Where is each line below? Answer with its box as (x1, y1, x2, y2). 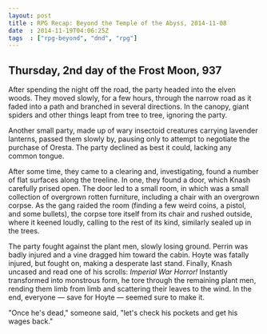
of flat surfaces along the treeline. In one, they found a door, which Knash (8, 175, 251, 185)
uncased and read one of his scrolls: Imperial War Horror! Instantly (8, 267, 228, 276)
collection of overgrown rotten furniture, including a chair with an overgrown (8, 193, 260, 202)
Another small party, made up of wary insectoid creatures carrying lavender (8, 125, 258, 136)
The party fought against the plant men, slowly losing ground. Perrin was (8, 241, 249, 252)
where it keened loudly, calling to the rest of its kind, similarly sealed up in (8, 217, 252, 228)
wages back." (8, 316, 54, 326)
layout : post (8, 11, 52, 20)
